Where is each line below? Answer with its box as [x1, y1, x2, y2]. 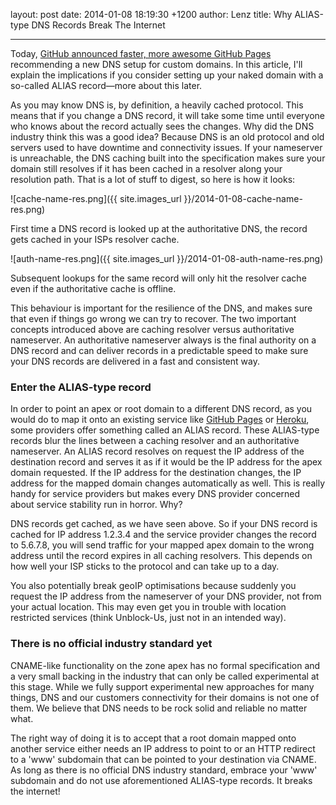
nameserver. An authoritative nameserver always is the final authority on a [10, 334, 317, 346]
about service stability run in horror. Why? [10, 499, 183, 511]
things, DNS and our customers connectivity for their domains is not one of [10, 691, 320, 703]
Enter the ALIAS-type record [10, 380, 152, 394]
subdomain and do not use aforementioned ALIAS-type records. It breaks [10, 774, 313, 786]
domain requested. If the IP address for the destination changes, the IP [10, 467, 302, 479]
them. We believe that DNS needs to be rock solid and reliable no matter [10, 702, 308, 714]
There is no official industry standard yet [10, 637, 213, 651]
